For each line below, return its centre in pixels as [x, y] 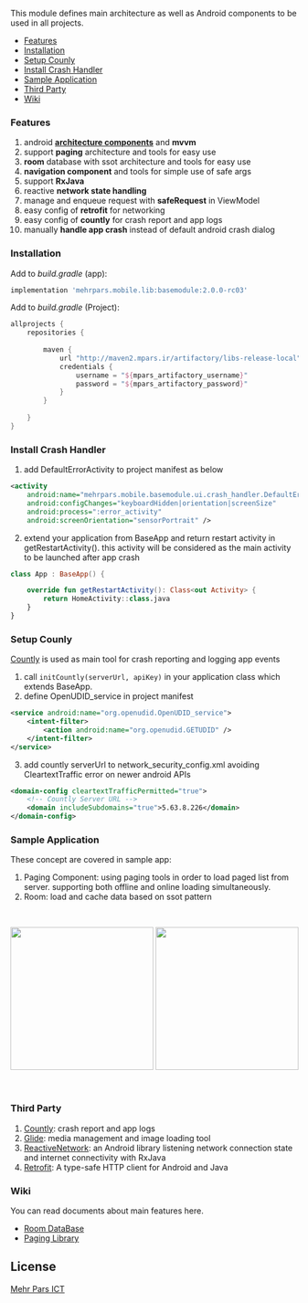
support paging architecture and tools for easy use [120, 152]
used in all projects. [47, 23]
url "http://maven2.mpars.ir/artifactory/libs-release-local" [180, 358]
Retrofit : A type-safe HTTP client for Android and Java [126, 1167]
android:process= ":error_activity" [95, 512]
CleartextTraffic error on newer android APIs [107, 774]
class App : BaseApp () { [58, 574]
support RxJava [54, 181]
